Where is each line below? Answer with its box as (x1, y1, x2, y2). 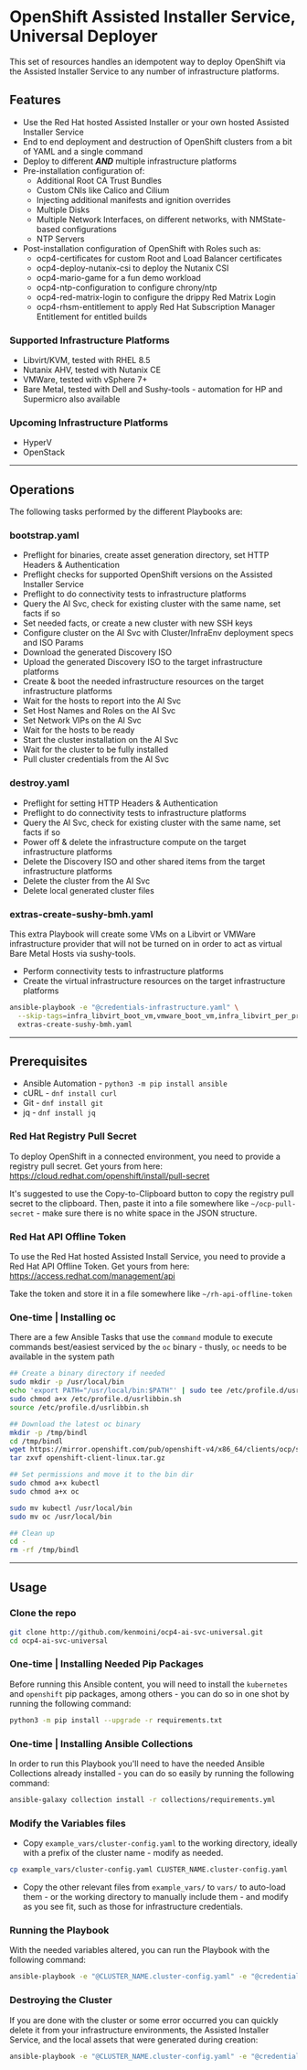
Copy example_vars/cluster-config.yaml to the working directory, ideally (22, 1838, 298, 1849)
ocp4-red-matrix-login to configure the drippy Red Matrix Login (36, 291, 277, 303)
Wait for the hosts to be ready (22, 724, 135, 735)
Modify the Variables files (9, 1817, 126, 1829)
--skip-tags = (17, 1011, 68, 1021)
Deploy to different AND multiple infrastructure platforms (22, 156, 238, 166)
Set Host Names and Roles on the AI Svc (22, 705, 176, 716)
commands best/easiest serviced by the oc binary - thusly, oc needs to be (9, 1342, 288, 1353)
